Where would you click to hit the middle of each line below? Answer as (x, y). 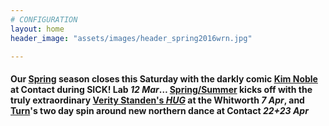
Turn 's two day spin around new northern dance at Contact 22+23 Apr (159, 110)
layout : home (37, 29)
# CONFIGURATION (44, 19)
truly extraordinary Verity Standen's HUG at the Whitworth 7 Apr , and (157, 100)
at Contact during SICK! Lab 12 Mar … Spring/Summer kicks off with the (161, 89)
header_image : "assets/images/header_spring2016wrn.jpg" (131, 38)
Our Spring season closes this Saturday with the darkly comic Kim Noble (164, 78)
